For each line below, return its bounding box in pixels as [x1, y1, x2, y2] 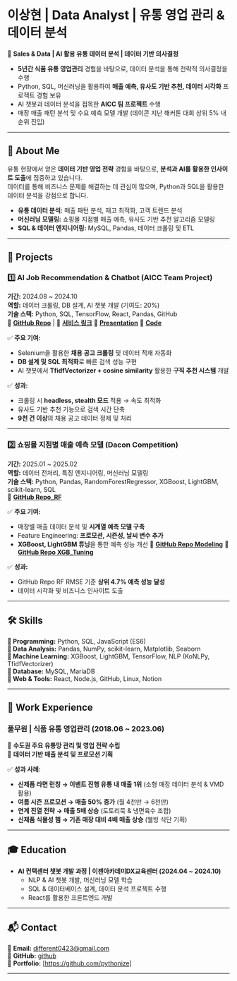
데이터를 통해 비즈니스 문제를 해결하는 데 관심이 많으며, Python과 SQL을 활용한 [7, 182, 224, 191]
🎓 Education [7, 843, 67, 855]
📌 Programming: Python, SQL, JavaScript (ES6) [7, 637, 147, 645]
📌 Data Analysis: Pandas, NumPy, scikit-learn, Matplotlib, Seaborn [7, 644, 201, 653]
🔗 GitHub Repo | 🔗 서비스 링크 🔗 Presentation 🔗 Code [7, 319, 162, 327]
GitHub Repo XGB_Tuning [17, 548, 94, 556]
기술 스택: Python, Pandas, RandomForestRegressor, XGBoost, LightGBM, [7, 477, 219, 486]
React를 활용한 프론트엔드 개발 [28, 893, 113, 902]
